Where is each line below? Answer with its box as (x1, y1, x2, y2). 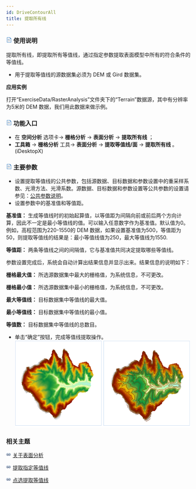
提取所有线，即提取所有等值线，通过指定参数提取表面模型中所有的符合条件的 (6, 51, 191, 58)
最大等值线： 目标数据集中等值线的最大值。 (6, 296, 110, 303)
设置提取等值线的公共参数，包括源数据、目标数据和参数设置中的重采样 (14, 177, 184, 184)
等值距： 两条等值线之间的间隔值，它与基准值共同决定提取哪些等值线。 (6, 247, 177, 254)
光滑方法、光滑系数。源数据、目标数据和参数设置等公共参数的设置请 (25, 185, 189, 192)
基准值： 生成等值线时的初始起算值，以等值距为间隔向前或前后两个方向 (6, 212, 177, 219)
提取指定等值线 (12, 464, 49, 471)
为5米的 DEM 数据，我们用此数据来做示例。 (6, 103, 111, 110)
